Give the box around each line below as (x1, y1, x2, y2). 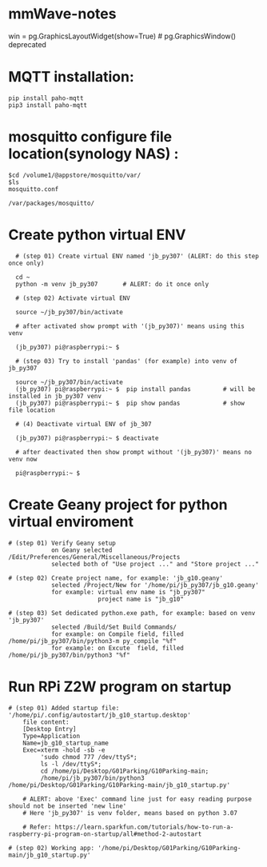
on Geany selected (50, 545, 113, 554)
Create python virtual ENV (8, 226, 186, 244)
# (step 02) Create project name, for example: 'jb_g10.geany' (8, 573, 224, 582)
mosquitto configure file (8, 128, 173, 146)
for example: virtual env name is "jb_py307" (50, 588, 205, 596)
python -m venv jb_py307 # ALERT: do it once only (15, 280, 209, 288)
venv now (8, 455, 38, 463)
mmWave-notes (8, 5, 117, 23)
